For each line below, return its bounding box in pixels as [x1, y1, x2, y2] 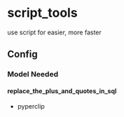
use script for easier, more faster [7, 28, 102, 36]
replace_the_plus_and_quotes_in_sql [7, 86, 117, 95]
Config [7, 48, 38, 60]
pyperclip [17, 102, 46, 111]
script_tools [7, 5, 78, 21]
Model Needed [7, 69, 58, 79]
